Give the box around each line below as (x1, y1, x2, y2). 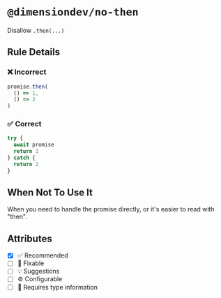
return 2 (13, 161, 39, 167)
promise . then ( (7, 83, 49, 90)
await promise (13, 142, 54, 149)
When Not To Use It (7, 187, 93, 199)
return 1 (13, 148, 39, 155)
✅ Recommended (17, 251, 68, 260)
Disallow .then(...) (7, 26, 65, 34)
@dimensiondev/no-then (7, 6, 139, 19)
